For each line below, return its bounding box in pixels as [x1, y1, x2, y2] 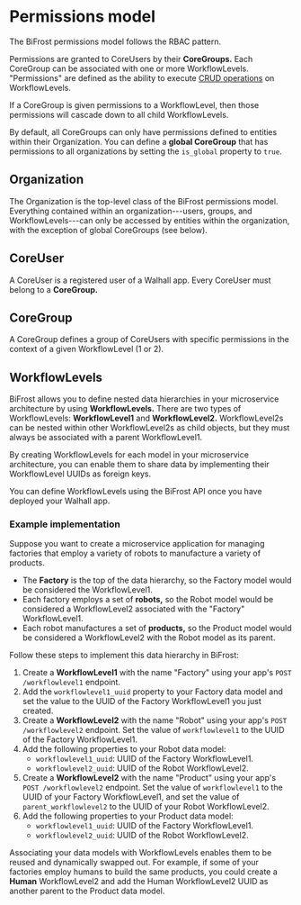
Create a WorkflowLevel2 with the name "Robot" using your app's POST [22, 715, 288, 726]
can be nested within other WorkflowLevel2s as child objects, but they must [9, 422, 290, 433]
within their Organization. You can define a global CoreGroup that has [9, 136, 269, 147]
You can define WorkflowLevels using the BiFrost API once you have [9, 486, 262, 497]
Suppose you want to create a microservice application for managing [9, 538, 265, 549]
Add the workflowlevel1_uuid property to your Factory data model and [22, 686, 283, 697]
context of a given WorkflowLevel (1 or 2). [9, 344, 164, 355]
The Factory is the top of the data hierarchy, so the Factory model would [22, 575, 292, 586]
